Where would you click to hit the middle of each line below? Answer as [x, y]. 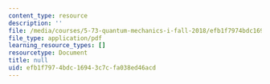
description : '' [35, 23]
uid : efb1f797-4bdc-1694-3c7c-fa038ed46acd [82, 68]
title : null [28, 61]
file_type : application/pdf [55, 38]
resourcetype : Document [48, 53]
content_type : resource [48, 16]
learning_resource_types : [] [57, 46]
